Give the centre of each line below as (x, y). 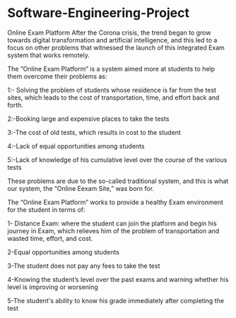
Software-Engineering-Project (98, 13)
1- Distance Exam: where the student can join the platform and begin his (112, 223)
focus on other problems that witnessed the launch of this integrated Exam (116, 47)
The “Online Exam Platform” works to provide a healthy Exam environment (116, 202)
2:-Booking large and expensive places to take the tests (88, 119)
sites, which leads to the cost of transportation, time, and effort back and (113, 98)
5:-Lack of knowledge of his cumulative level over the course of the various (117, 160)
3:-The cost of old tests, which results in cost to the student (94, 132)
